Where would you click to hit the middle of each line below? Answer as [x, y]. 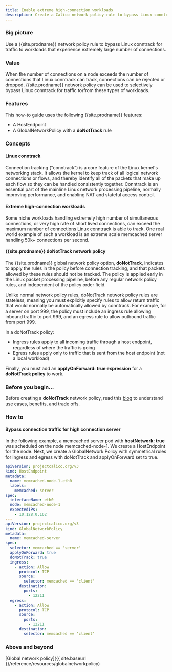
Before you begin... [30, 387]
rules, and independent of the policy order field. [56, 285]
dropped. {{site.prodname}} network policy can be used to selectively [79, 85]
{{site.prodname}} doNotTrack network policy [56, 251]
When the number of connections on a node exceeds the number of [77, 74]
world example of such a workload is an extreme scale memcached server [84, 234]
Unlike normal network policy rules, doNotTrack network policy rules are [81, 295]
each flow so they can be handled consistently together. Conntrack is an [82, 184]
